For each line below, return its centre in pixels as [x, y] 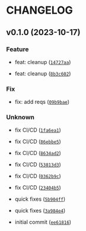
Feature [17, 49]
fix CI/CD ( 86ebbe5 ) [38, 142]
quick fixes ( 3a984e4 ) [40, 211]
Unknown [20, 118]
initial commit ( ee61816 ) [43, 222]
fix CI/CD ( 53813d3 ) [38, 164]
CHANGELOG [39, 10]
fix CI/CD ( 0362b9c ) [38, 176]
